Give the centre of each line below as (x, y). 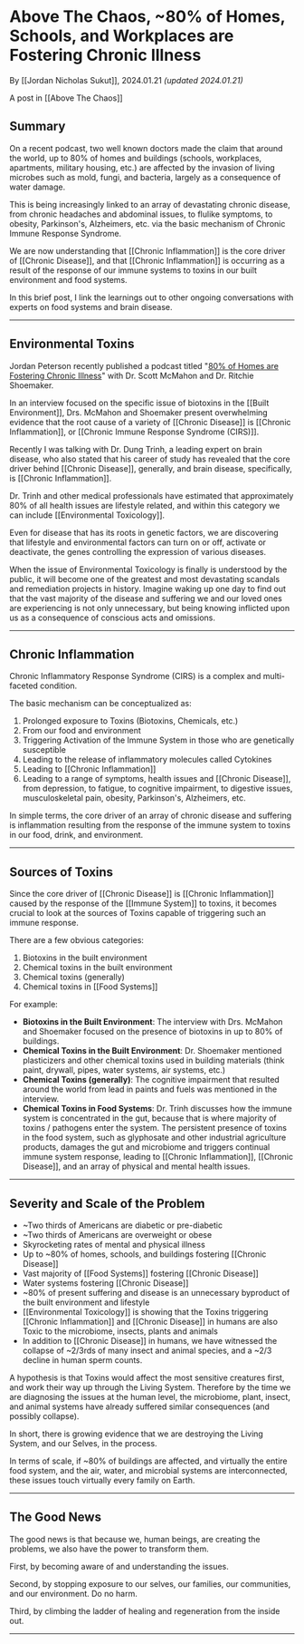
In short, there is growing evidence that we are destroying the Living (137, 1434)
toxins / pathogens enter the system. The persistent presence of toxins (155, 1128)
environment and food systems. (69, 279)
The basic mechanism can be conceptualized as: (100, 704)
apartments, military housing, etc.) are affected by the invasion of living (142, 167)
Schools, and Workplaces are (122, 36)
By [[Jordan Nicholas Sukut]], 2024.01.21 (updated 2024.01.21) (127, 80)
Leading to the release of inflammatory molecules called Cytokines (147, 760)
